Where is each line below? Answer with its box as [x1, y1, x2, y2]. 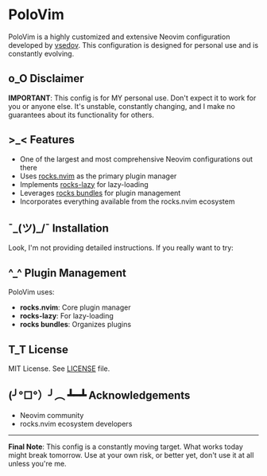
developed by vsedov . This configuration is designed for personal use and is [8, 40, 259, 49]
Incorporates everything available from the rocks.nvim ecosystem [19, 197, 235, 206]
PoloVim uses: [8, 287, 55, 297]
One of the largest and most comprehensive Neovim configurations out [19, 154, 253, 164]
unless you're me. [8, 458, 67, 468]
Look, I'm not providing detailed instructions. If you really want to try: [8, 243, 234, 252]
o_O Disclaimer [8, 72, 84, 85]
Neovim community [19, 410, 84, 419]
